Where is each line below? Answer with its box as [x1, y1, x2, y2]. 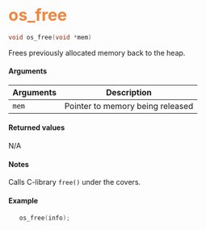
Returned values [8, 123, 65, 132]
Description [106, 86, 152, 98]
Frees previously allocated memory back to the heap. [8, 48, 186, 57]
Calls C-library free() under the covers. [8, 178, 141, 187]
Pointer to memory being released [64, 100, 194, 111]
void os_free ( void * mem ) [8, 33, 92, 41]
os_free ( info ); [19, 214, 70, 222]
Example [8, 195, 39, 205]
